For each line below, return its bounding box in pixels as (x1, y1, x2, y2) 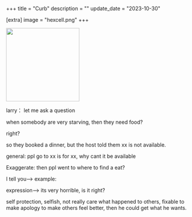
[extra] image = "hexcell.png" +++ (6, 16, 89, 23)
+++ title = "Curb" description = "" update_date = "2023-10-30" (6, 5, 161, 12)
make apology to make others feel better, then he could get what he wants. (6, 205, 187, 211)
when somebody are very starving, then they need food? (6, 118, 143, 126)
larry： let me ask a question (6, 107, 76, 114)
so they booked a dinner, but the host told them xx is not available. (6, 141, 166, 148)
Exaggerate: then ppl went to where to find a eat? (6, 164, 125, 171)
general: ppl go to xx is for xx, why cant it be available (6, 152, 136, 160)
